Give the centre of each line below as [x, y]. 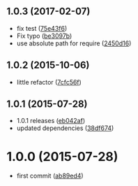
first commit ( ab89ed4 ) [50, 176]
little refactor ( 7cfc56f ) [49, 82]
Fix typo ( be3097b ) [44, 36]
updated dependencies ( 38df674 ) [65, 128]
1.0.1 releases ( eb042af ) [51, 121]
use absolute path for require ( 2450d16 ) [74, 43]
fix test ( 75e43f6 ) [42, 28]
